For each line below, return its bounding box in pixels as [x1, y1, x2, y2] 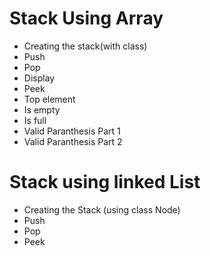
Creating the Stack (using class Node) [23, 203, 181, 216]
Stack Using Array [9, 7, 164, 30]
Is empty [23, 103, 61, 116]
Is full [23, 114, 47, 126]
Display [23, 72, 56, 84]
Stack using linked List [9, 171, 201, 194]
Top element [23, 93, 76, 105]
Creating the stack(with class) [23, 40, 148, 52]
